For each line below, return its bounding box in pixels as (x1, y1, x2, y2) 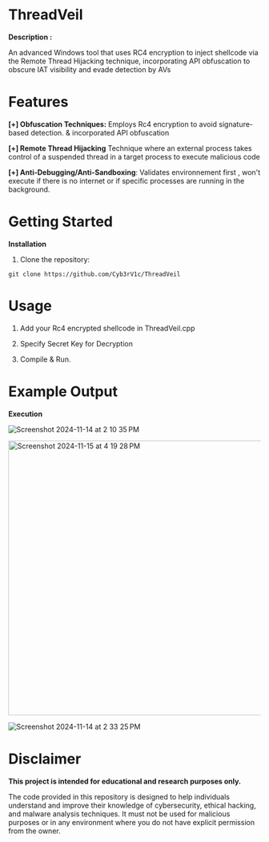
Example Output (8, 383, 118, 400)
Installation (8, 239, 46, 249)
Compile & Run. (19, 354, 71, 364)
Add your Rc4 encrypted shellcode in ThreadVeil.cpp (19, 323, 195, 333)
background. (8, 184, 50, 194)
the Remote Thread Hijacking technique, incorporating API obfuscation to (8, 56, 251, 66)
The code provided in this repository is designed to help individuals (8, 791, 231, 801)
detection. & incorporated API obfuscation (30, 128, 170, 137)
